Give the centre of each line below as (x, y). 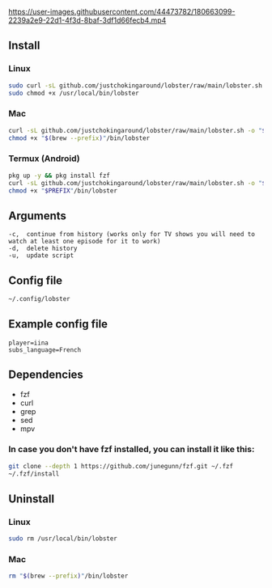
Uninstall (32, 499)
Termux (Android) (45, 159)
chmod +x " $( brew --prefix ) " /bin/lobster (79, 138)
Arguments (38, 216)
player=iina (28, 343)
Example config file (58, 324)
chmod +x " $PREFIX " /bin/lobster (63, 190)
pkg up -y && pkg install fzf (59, 176)
